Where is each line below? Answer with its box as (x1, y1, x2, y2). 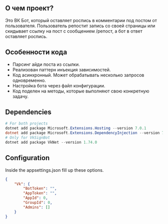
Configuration (5, 154, 50, 162)
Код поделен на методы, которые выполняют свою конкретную (12, 88, 149, 94)
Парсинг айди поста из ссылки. (12, 61, 80, 67)
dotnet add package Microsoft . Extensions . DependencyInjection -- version (5, 131, 160, 136)
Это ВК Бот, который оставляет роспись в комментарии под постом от (5, 17, 157, 23)
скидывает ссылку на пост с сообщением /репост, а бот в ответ (5, 28, 142, 34)
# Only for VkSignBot (5, 135, 50, 140)
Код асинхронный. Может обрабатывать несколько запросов (12, 72, 144, 78)
